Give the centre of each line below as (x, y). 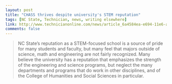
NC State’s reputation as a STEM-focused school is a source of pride (90, 43)
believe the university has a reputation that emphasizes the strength (89, 60)
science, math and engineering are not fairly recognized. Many (84, 54)
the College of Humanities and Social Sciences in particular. (81, 76)
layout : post (19, 10)
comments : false (23, 29)
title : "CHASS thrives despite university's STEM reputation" (73, 15)
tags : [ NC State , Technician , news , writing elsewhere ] (66, 19)
